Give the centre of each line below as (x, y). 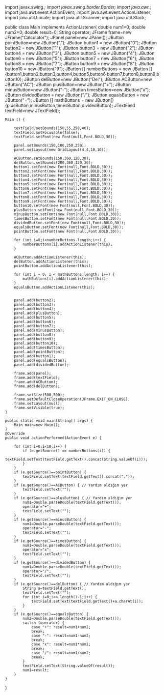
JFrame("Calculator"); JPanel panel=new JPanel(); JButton (64, 37)
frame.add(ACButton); (36, 382)
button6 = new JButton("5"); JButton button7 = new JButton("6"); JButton (80, 58)
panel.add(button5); (35, 318)
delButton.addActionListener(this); (51, 261)
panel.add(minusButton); (39, 330)
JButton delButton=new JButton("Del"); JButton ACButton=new (88, 79)
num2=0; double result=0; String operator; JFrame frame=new (68, 32)
